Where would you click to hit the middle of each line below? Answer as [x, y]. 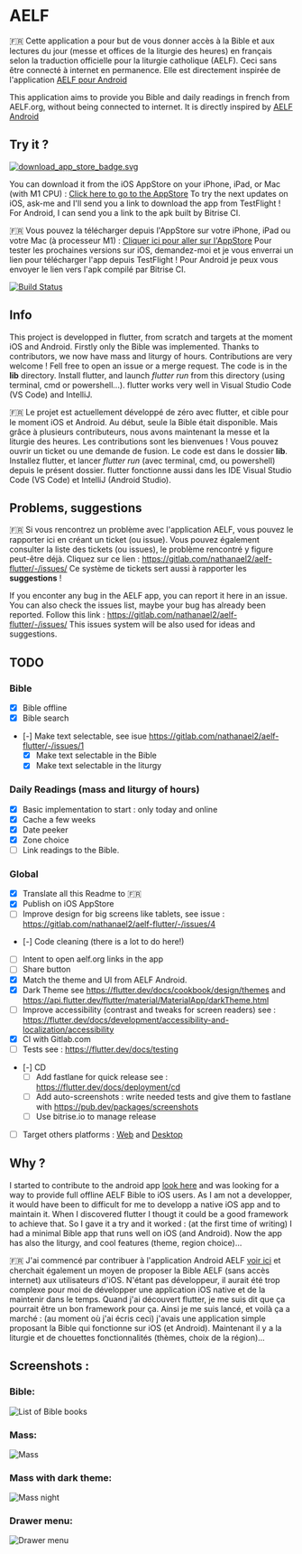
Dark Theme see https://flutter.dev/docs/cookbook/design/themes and [154, 990]
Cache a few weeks [59, 819]
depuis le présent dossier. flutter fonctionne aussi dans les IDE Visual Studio [151, 470]
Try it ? [29, 145]
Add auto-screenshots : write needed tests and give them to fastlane [163, 1096]
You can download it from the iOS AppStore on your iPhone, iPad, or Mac [145, 184]
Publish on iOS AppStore [68, 904]
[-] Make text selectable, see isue [84, 736]
